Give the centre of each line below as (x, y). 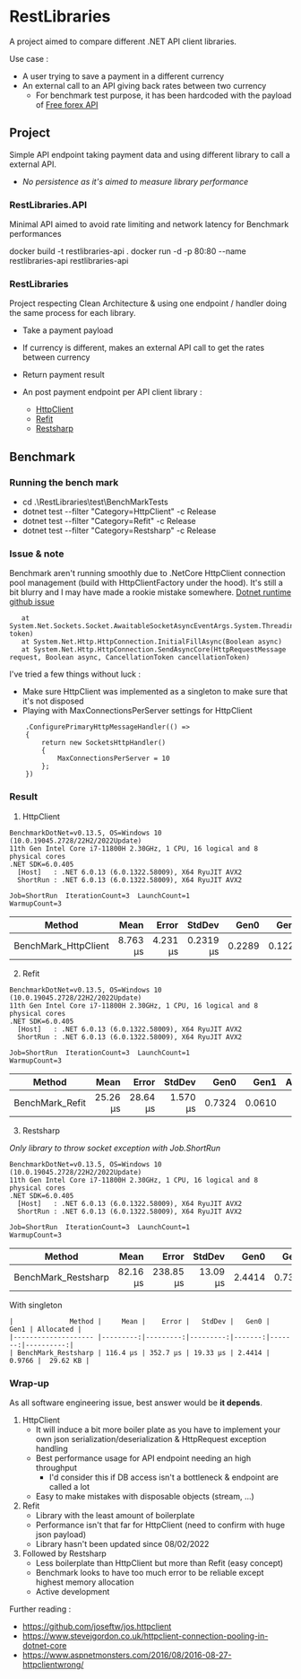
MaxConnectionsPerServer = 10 (113, 759)
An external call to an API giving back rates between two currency (144, 85)
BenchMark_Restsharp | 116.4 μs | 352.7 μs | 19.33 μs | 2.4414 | (144, 1352)
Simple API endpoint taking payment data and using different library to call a (150, 154)
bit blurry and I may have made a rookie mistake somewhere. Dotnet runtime (150, 592)
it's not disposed (53, 701)
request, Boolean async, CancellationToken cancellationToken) (130, 658)
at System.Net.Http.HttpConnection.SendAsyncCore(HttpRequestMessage (154, 650)
